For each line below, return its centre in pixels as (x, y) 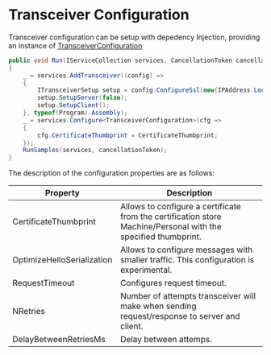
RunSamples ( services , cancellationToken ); (95, 151)
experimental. (146, 270)
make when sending (158, 306)
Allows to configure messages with (186, 250)
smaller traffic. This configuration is (187, 260)
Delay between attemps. (166, 340)
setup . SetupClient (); (74, 105)
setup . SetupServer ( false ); (83, 98)
